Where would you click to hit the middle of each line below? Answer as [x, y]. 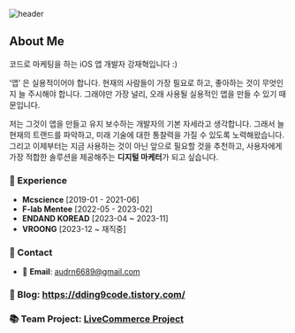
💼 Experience [38, 180]
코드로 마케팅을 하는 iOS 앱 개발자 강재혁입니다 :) [94, 64]
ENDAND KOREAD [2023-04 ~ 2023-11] [95, 219]
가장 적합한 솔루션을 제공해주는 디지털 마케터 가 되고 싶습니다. [114, 157]
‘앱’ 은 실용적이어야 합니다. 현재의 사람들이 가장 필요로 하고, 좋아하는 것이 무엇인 [147, 82]
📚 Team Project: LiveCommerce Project [96, 319]
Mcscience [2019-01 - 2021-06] [80, 200]
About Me [37, 41]
